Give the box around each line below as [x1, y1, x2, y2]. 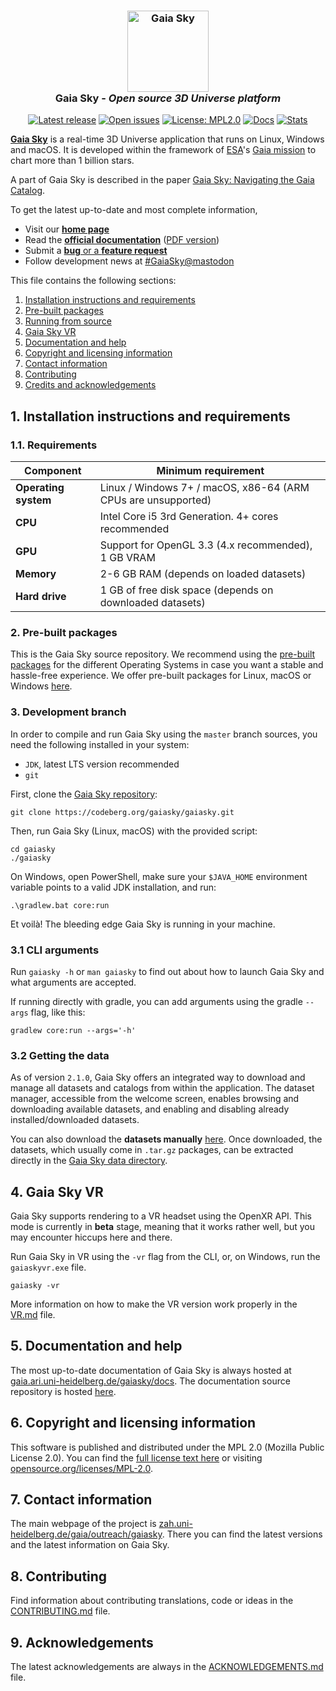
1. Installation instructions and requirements [10, 408, 291, 425]
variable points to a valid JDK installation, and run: [10, 881, 217, 893]
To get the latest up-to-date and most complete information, [10, 204, 258, 216]
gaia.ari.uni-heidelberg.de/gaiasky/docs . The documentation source [10, 1375, 291, 1387]
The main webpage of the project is [10, 1518, 157, 1530]
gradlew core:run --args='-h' [10, 1025, 137, 1035]
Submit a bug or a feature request [24, 245, 168, 257]
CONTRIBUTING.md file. [10, 1605, 111, 1617]
